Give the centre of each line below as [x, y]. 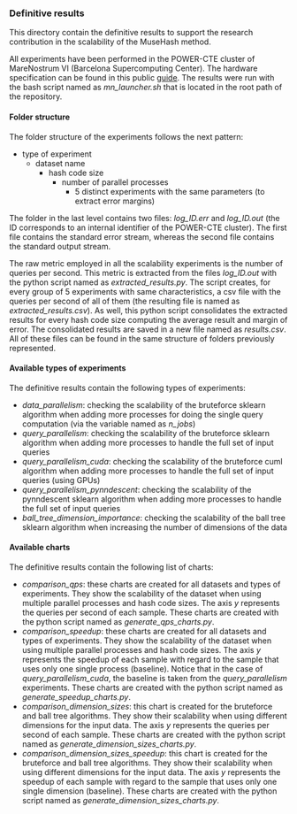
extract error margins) [115, 201]
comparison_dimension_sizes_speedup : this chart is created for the [145, 753]
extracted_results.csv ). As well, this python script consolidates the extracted [148, 310]
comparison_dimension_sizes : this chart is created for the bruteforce [147, 706]
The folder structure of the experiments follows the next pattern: [126, 136]
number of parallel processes [115, 182]
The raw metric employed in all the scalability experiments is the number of [146, 263]
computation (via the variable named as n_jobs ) [109, 424]
